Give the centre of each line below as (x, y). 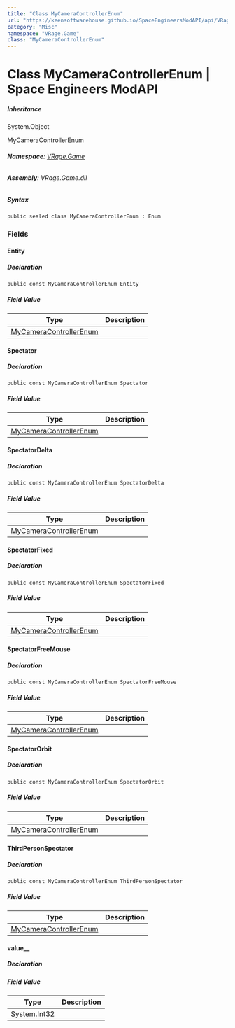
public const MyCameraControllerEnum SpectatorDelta (86, 483)
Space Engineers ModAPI (83, 89)
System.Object (28, 127)
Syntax (18, 200)
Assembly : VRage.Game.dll (47, 178)
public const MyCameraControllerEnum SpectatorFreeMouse (92, 682)
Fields (18, 234)
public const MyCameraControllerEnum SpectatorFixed (86, 583)
